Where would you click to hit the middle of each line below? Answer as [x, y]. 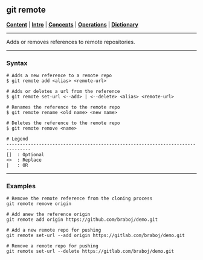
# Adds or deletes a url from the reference [63, 92]
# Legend [17, 139]
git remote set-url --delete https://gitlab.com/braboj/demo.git [90, 252]
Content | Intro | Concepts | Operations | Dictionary [72, 24]
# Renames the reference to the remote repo [63, 107]
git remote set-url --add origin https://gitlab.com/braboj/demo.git [96, 236]
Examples [21, 186]
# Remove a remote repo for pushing [52, 246]
